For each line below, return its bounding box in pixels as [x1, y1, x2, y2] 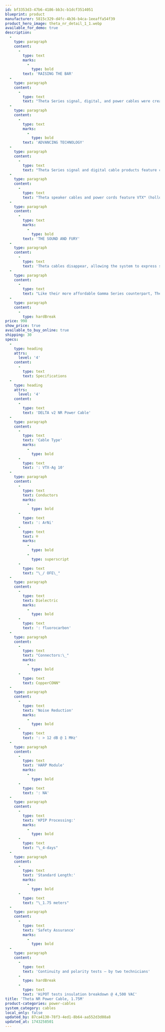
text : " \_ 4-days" [23, 845, 58, 850]
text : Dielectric [23, 598, 58, 603]
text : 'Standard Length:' [23, 873, 76, 878]
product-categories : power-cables [5, 1001, 76, 1006]
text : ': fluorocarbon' [23, 626, 71, 631]
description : [5, 30, 32, 35]
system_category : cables [5, 1005, 56, 1010]
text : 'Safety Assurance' [23, 928, 76, 932]
